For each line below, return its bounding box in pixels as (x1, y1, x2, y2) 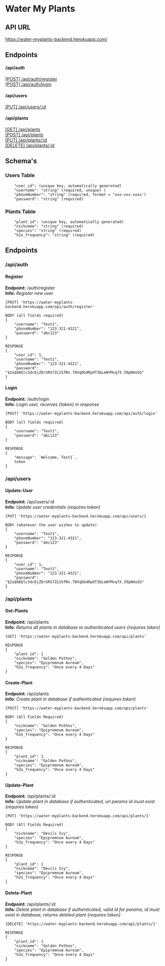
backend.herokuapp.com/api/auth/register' (5, 304, 95, 309)
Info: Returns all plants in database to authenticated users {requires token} (5, 624, 160, 630)
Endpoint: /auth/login (5, 396, 49, 402)
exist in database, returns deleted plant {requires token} (5, 911, 121, 917)
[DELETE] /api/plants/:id (5, 142, 55, 148)
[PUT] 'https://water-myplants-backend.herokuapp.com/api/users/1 (5, 514, 146, 519)
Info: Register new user (5, 290, 53, 296)
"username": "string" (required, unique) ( (14, 187, 106, 193)
